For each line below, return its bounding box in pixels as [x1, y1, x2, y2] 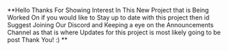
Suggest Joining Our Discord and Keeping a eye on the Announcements [7, 21, 214, 29]
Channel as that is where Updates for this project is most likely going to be [7, 28, 221, 36]
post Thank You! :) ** [7, 36, 68, 44]
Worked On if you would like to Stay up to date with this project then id [7, 13, 210, 22]
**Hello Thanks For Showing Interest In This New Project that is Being [7, 6, 209, 14]
